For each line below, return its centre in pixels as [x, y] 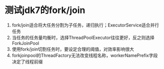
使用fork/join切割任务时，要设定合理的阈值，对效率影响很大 [73, 49]
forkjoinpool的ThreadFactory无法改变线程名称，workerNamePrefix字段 [85, 55]
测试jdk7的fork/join [45, 10]
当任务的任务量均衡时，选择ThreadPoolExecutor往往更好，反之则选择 [83, 37]
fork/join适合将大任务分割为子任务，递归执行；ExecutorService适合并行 [85, 25]
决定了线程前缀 [27, 61]
